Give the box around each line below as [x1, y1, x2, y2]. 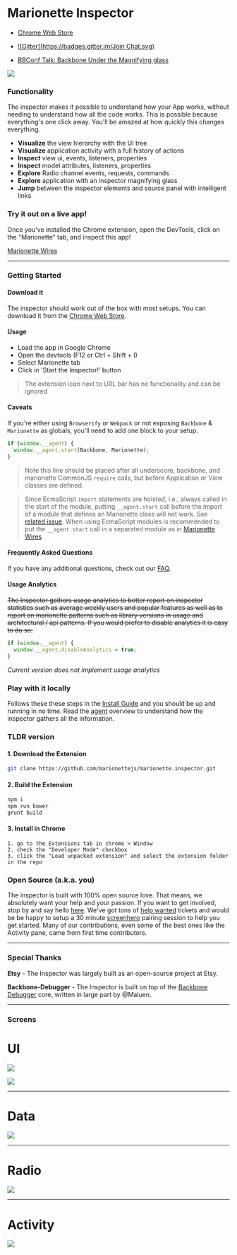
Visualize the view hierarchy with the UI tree [17, 139, 147, 148]
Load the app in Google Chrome [17, 343, 111, 351]
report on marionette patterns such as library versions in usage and [7, 611, 203, 620]
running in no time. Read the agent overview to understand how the [7, 707, 203, 715]
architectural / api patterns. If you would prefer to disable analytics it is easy [7, 618, 228, 627]
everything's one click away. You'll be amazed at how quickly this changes [7, 118, 224, 126]
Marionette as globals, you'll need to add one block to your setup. [7, 426, 199, 435]
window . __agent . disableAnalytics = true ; [13, 646, 138, 653]
